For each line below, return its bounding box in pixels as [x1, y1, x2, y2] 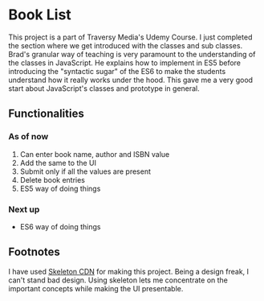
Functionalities [8, 107, 84, 121]
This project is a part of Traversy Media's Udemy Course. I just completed [8, 32, 253, 42]
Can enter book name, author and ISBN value [19, 149, 170, 159]
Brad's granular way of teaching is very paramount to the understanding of [8, 49, 256, 59]
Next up [8, 204, 40, 215]
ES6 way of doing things [19, 221, 101, 231]
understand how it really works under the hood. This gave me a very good [8, 75, 254, 85]
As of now [8, 131, 49, 142]
